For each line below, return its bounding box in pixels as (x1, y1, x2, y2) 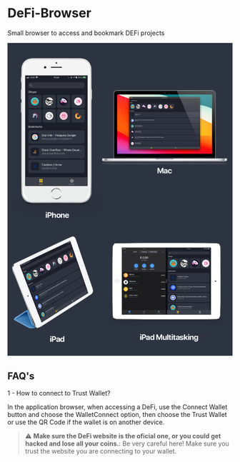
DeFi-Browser (7, 5, 91, 21)
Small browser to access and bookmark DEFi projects (7, 29, 165, 37)
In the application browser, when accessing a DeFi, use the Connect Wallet (7, 402, 228, 411)
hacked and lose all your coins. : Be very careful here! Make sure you (24, 439, 230, 448)
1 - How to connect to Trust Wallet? (7, 388, 111, 397)
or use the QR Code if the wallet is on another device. (7, 418, 165, 426)
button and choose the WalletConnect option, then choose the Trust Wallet (7, 410, 227, 418)
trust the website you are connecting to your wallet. (24, 446, 177, 455)
